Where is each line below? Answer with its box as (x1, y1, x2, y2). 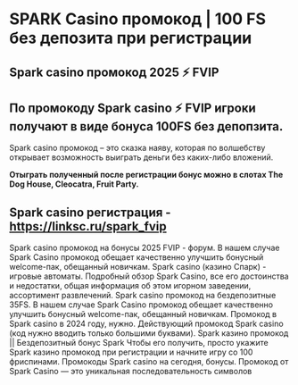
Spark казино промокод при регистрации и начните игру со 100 (9, 347, 253, 357)
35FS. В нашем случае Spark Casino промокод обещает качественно (9, 299, 274, 310)
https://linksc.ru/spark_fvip (9, 219, 167, 234)
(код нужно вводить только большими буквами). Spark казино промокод (9, 328, 289, 339)
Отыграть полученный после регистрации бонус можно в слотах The (9, 170, 284, 180)
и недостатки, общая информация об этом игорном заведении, (9, 280, 252, 291)
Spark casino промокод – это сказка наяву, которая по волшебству (9, 143, 266, 154)
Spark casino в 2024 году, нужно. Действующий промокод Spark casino (9, 318, 284, 330)
